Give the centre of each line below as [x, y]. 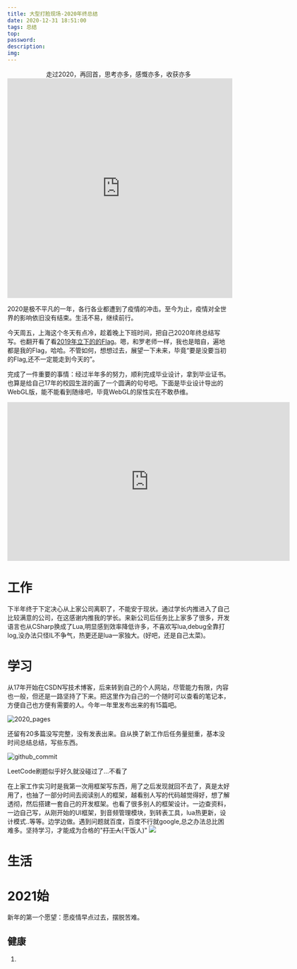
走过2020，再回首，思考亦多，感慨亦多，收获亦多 [119, 74]
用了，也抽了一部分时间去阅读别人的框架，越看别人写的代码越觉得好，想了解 [119, 795]
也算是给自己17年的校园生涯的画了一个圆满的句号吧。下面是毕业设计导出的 [115, 383]
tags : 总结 [22, 27]
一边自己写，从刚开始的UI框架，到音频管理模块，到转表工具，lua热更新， [114, 812]
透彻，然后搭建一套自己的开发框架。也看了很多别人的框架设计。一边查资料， [119, 804]
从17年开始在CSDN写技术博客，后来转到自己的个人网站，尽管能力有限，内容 [118, 687]
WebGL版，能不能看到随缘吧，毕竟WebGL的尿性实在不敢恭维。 [100, 392]
